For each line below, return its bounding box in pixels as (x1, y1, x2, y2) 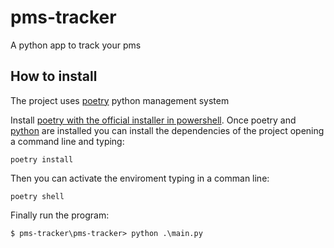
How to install (10, 68, 98, 85)
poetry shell (10, 191, 65, 201)
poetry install (10, 154, 74, 165)
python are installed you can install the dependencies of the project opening (10, 124, 325, 136)
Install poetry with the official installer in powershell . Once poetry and (10, 114, 297, 126)
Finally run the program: (10, 209, 110, 221)
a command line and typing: (10, 135, 125, 147)
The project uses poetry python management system (10, 94, 230, 106)
